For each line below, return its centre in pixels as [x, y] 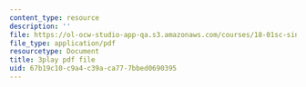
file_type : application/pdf [63, 43]
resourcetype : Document [55, 52]
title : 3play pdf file [52, 60]
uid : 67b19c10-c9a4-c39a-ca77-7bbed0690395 [93, 69]
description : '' [40, 26]
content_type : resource [55, 18]
